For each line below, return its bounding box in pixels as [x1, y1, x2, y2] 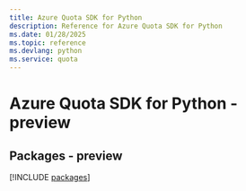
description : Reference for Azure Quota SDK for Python [9, 22, 223, 30]
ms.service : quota [9, 55, 78, 64]
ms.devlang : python [9, 47, 83, 56]
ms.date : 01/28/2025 [9, 30, 87, 39]
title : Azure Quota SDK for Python [9, 13, 143, 22]
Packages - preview [9, 148, 123, 163]
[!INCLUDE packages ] [9, 172, 91, 182]
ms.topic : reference [9, 38, 87, 48]
